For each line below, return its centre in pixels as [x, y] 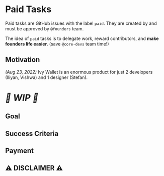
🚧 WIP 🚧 [22, 98]
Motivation [23, 60]
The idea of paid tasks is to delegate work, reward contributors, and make [82, 38]
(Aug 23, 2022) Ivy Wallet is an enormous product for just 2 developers [79, 72]
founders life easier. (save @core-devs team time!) [57, 43]
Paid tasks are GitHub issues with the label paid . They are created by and [81, 23]
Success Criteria [32, 133]
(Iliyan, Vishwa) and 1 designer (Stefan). [47, 77]
